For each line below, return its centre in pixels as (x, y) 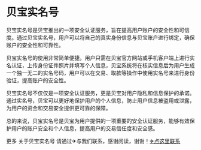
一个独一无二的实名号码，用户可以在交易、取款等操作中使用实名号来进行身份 (100, 73)
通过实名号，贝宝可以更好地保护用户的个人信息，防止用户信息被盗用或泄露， (100, 100)
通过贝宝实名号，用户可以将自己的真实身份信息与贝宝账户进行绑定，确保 (106, 37)
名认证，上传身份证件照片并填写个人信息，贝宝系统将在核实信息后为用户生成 (100, 65)
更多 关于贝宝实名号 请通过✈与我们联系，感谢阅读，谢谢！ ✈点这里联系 (93, 141)
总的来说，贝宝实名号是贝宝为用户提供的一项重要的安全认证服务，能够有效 (98, 121)
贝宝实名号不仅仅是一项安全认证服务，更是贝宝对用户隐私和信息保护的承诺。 (100, 93)
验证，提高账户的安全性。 (38, 80)
